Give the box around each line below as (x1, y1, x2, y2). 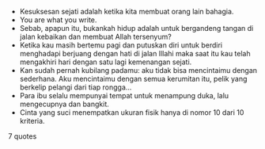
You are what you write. (19, 15, 97, 25)
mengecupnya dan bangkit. (19, 99, 109, 109)
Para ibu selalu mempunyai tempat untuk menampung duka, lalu (19, 91, 229, 100)
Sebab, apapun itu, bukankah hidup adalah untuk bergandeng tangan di (19, 24, 254, 32)
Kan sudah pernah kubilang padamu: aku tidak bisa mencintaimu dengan (19, 66, 258, 74)
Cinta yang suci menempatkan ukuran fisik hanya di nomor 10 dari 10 (19, 108, 244, 117)
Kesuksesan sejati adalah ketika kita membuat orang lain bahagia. (19, 7, 234, 16)
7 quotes (8, 132, 37, 141)
